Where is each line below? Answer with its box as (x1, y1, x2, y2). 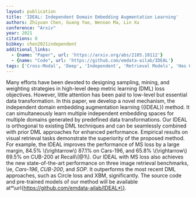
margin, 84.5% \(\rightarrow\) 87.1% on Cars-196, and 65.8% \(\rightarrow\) (6, 147, 188, 154)
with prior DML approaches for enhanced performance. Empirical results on (6, 129, 188, 136)
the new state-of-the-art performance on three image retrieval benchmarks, (6, 160, 189, 167)
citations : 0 (6, 36, 38, 42)
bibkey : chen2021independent (6, 42, 77, 47)
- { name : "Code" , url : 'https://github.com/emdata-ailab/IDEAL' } (11, 57, 174, 63)
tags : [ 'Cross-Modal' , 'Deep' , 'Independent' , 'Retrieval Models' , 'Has (6, 63, 187, 69)
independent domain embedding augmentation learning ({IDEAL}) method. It (6, 103, 190, 111)
